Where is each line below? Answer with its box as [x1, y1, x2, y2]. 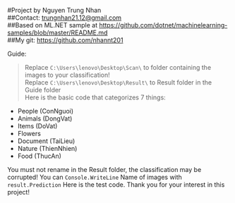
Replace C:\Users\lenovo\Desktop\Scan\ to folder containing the [24, 63, 212, 71]
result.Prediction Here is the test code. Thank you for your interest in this [7, 180, 225, 189]
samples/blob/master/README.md [7, 28, 108, 37]
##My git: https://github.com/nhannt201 [7, 36, 123, 44]
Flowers [17, 130, 41, 137]
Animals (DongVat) [17, 114, 73, 123]
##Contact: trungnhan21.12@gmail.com [7, 13, 122, 22]
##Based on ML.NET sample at [7, 21, 97, 29]
